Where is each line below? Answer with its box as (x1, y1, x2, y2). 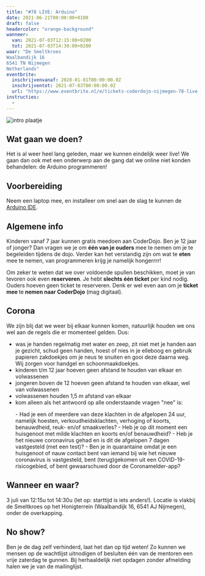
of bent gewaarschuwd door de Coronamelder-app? (49, 462, 181, 470)
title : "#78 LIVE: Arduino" (6, 9, 78, 15)
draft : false (6, 20, 40, 26)
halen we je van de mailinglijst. (6, 563, 84, 570)
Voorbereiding (6, 181, 63, 191)
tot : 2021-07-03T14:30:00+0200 (12, 43, 92, 49)
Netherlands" (6, 65, 40, 72)
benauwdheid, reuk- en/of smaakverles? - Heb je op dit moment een (15, 423, 188, 431)
